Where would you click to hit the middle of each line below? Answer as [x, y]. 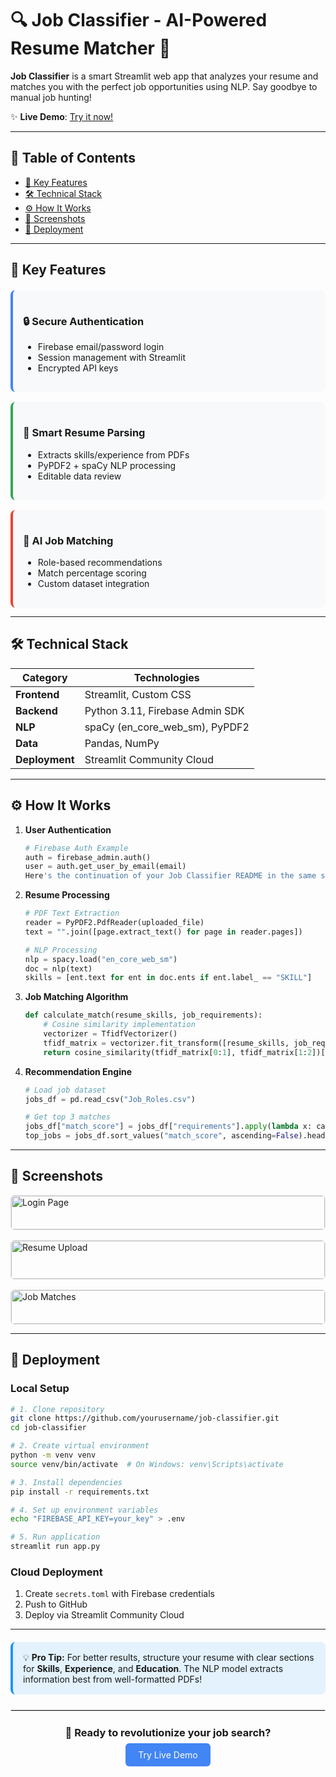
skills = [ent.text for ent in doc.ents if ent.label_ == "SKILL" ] [168, 978]
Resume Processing [67, 895]
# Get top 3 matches [67, 1117]
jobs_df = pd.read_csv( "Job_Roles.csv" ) [110, 1099]
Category [44, 677]
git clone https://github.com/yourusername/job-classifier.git [145, 1418]
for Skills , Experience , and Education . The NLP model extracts [153, 1669]
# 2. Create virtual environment [80, 1446]
